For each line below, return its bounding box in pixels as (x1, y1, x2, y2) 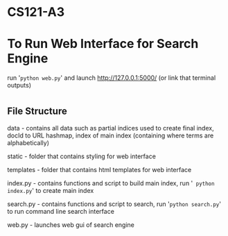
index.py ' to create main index (7, 186, 94, 194)
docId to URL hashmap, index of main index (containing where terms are (7, 131, 214, 140)
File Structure (7, 106, 67, 117)
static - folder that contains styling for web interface (7, 152, 156, 160)
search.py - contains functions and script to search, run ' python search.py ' (7, 199, 222, 208)
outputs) (7, 81, 32, 90)
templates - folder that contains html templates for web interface (7, 165, 192, 174)
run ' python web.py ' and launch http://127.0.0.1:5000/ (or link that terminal (7, 74, 216, 82)
